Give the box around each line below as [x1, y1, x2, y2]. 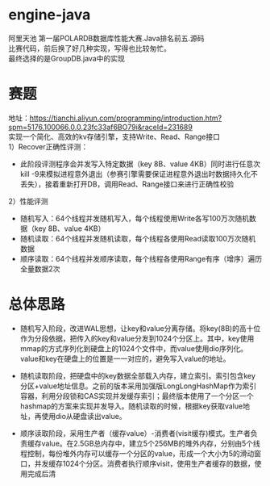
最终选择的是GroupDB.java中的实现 [8, 53, 125, 63]
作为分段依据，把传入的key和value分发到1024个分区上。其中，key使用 [19, 333, 255, 343]
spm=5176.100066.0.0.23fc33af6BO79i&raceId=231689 [8, 122, 193, 132]
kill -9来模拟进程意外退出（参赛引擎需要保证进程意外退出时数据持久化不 [19, 169, 258, 178]
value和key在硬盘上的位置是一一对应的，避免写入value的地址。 [19, 354, 231, 363]
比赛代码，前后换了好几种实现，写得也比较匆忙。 [8, 43, 171, 53]
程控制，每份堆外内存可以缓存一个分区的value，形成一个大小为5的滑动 [19, 448, 255, 458]
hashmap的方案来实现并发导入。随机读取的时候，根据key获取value [19, 401, 243, 411]
